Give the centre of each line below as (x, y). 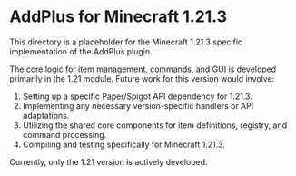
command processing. (64, 134)
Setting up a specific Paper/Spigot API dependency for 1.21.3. (137, 96)
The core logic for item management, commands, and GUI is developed (143, 69)
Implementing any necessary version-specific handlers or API (138, 105)
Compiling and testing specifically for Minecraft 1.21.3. (123, 144)
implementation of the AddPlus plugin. (81, 51)
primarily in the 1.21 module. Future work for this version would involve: (142, 78)
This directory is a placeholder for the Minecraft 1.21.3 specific (126, 42)
